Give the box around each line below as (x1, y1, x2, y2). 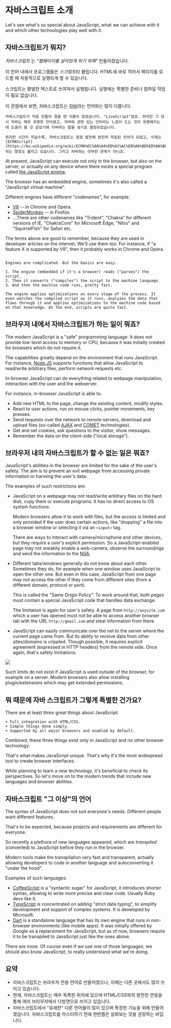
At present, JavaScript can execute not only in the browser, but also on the (5, 158, 162, 164)
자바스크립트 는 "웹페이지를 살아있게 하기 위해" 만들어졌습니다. (5, 58, 129, 64)
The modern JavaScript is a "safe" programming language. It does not (5, 334, 153, 340)
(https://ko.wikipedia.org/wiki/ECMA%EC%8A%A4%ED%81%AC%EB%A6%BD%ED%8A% (5, 144, 163, 149)
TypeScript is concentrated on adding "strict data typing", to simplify (12, 901, 157, 907)
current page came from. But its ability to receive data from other (12, 633, 149, 639)
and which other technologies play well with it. (5, 27, 103, 33)
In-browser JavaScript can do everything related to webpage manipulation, (5, 375, 163, 381)
